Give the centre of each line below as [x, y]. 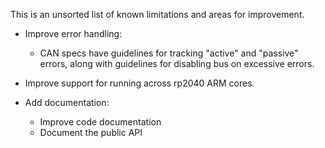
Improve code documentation [100, 122]
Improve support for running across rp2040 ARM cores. [139, 83]
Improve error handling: [73, 33]
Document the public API [91, 132]
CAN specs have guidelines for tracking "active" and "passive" [169, 53]
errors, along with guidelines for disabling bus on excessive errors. [177, 63]
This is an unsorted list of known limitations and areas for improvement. [157, 14]
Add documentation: [67, 102]
